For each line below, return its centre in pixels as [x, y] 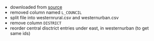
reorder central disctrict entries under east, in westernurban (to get [79, 28]
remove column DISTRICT [36, 23]
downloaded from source [36, 7]
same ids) [20, 33]
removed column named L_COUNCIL [46, 12]
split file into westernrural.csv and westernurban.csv [64, 18]
